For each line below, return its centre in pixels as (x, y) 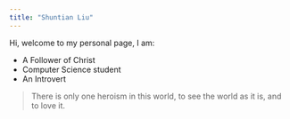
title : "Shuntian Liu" (51, 17)
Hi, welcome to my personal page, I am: (82, 43)
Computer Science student (72, 69)
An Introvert (44, 79)
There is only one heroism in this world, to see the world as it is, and (156, 96)
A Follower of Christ (58, 59)
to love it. (48, 105)
